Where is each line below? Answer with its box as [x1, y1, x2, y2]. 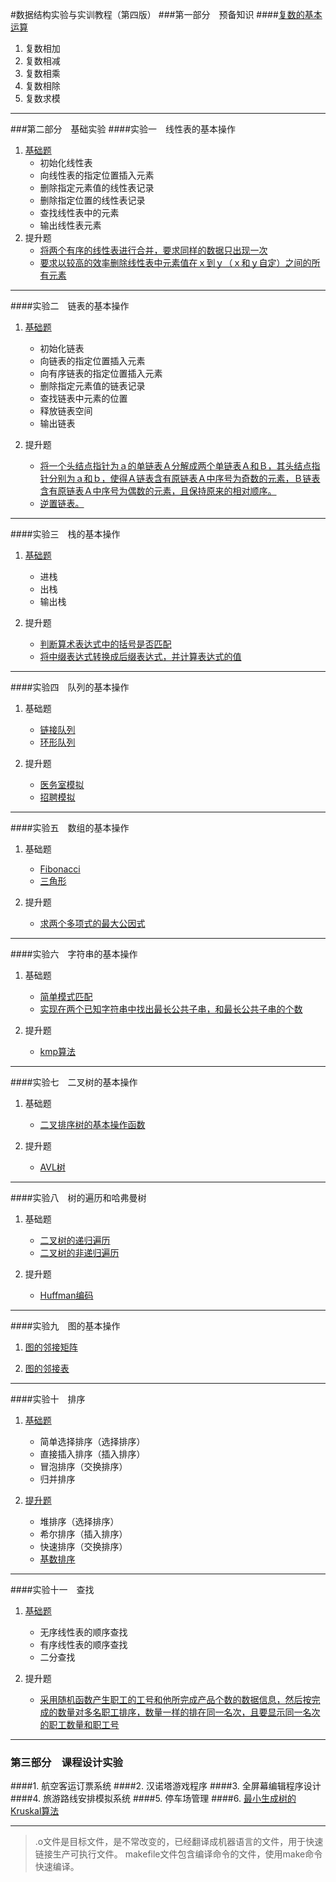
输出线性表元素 [39, 219, 102, 231]
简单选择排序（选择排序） [39, 1436, 146, 1447]
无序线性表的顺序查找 [39, 1626, 128, 1638]
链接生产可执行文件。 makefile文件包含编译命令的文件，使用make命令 [34, 1848, 323, 1860]
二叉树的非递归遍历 [39, 1247, 120, 1258]
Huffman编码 [39, 1289, 94, 1301]
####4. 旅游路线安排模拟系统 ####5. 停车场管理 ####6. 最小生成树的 [10, 1793, 297, 1805]
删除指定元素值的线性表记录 [39, 182, 155, 193]
